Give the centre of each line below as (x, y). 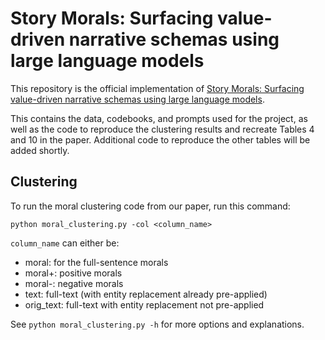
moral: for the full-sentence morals (96, 262)
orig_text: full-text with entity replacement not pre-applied (144, 304)
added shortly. (40, 150)
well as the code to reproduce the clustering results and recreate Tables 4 (162, 129)
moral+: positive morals (73, 273)
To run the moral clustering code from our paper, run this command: (150, 206)
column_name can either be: (65, 243)
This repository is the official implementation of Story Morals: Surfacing (157, 88)
